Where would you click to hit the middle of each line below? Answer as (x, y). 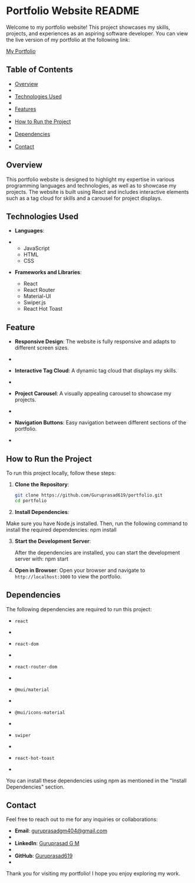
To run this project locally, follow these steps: (61, 473)
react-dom (27, 644)
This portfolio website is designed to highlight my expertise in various (90, 179)
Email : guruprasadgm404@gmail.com (61, 831)
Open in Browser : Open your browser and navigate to (80, 570)
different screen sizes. (42, 348)
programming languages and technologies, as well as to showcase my (91, 185)
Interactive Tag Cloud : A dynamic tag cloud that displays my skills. (96, 371)
